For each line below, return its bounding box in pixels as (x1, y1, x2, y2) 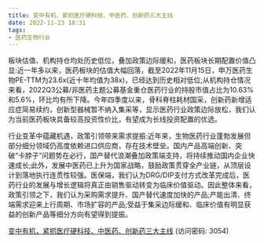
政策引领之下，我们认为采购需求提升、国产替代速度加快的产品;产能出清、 (8, 190, 245, 200)
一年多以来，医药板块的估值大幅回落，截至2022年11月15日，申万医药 (24, 66, 246, 75)
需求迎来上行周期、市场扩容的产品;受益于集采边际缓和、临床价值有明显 (14, 200, 245, 209)
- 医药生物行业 (8, 33, 51, 42)
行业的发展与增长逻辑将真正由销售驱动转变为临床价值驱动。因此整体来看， (14, 180, 256, 190)
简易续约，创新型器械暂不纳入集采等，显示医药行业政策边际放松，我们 (21, 105, 249, 114)
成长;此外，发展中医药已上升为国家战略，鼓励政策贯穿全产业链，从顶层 (14, 161, 245, 170)
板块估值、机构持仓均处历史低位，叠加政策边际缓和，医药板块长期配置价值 (8, 56, 249, 65)
